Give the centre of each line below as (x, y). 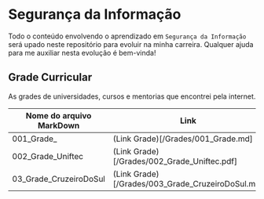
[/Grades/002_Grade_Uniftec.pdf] (175, 161)
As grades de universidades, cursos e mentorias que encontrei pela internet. (132, 96)
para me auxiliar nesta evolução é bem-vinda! (82, 52)
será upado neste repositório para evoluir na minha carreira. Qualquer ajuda (131, 44)
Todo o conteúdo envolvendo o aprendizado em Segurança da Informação (127, 36)
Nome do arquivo (59, 115)
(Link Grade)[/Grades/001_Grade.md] (183, 139)
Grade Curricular (50, 77)
